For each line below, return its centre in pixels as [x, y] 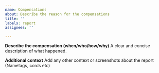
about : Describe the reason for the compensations [57, 14]
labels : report [20, 23]
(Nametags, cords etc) [27, 66]
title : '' [15, 18]
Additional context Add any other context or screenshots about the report [79, 60]
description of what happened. [36, 51]
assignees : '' [19, 28]
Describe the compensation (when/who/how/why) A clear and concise [78, 46]
